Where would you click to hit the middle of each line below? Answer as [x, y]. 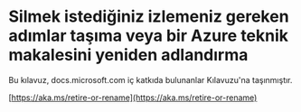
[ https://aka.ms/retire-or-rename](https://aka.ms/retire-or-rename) [133, 98]
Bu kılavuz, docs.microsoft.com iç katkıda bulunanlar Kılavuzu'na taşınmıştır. [150, 79]
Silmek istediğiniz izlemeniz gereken [149, 17]
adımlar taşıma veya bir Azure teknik [149, 36]
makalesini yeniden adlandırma [128, 55]
